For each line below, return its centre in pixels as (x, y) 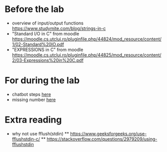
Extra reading (33, 120)
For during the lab (42, 80)
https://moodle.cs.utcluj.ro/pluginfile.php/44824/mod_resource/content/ (87, 39)
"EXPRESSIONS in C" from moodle (47, 49)
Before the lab (34, 9)
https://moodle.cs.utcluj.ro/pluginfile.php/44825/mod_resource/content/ (86, 55)
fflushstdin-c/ (26, 139)
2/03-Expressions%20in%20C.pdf (47, 60)
